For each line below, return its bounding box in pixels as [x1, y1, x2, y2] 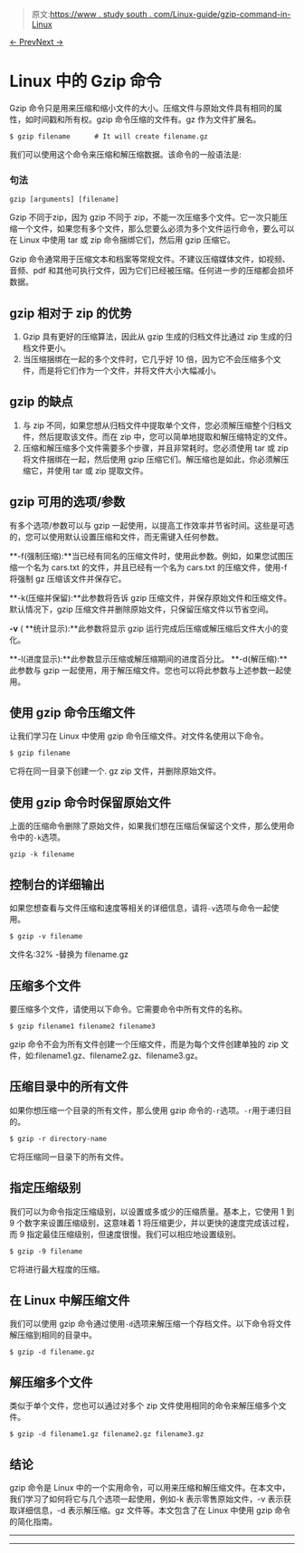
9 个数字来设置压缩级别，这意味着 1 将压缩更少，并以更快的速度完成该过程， [9, 1217, 294, 1228]
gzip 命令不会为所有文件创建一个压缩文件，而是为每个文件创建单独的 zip [9, 1038, 279, 1049]
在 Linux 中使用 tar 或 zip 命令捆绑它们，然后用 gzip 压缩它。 [9, 234, 235, 245]
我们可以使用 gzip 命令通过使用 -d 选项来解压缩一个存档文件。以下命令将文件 [9, 1319, 292, 1329]
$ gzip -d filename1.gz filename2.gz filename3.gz [9, 1430, 204, 1439]
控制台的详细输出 [9, 877, 105, 892]
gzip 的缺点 [9, 394, 74, 410]
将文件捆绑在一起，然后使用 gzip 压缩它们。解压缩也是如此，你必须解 [22, 453, 281, 464]
